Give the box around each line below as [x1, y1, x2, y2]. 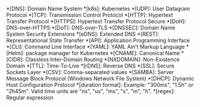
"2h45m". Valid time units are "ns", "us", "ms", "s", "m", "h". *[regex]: [6, 88, 176, 94]
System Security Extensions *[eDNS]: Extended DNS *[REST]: [6, 30, 159, 38]
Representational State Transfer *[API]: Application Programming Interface [6, 37, 190, 44]
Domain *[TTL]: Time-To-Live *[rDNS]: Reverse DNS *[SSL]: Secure [6, 62, 175, 69]
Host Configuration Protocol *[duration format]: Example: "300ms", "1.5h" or [6, 81, 194, 88]
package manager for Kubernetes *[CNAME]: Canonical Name [26, 50, 180, 56]
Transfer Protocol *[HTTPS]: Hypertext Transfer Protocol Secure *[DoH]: [6, 18, 186, 25]
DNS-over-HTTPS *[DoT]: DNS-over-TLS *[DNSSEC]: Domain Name [6, 24, 176, 31]
